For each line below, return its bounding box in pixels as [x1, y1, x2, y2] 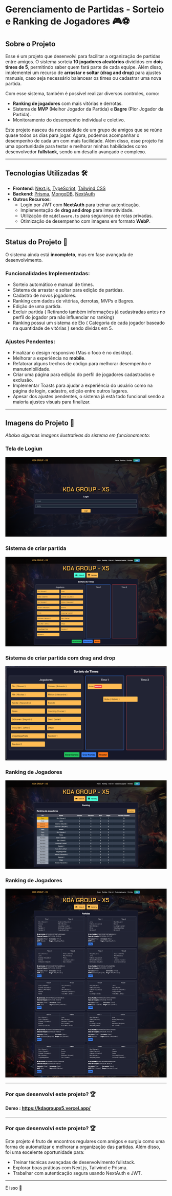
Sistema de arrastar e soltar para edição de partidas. [12, 287, 124, 293]
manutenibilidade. [12, 366, 51, 372]
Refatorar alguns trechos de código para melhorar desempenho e [12, 361, 152, 367]
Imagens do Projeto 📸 [5, 418, 75, 427]
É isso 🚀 [5, 1185, 23, 1191]
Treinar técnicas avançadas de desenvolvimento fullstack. [12, 1159, 136, 1166]
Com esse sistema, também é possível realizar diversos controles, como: [5, 91, 160, 96]
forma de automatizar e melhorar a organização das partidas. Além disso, [5, 1144, 160, 1150]
